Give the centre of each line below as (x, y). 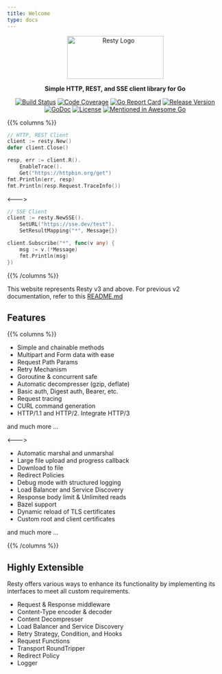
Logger (27, 663)
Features (26, 317)
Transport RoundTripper (51, 649)
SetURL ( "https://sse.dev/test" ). (67, 224)
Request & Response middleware (64, 605)
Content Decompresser (50, 619)
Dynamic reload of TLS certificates (66, 512)
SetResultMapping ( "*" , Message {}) (69, 231)
